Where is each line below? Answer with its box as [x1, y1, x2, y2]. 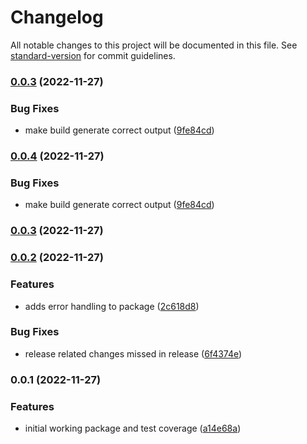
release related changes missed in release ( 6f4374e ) [24, 347, 243, 360]
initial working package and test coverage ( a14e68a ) [24, 422, 242, 435]
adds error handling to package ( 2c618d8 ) [24, 300, 200, 312]
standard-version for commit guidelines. [10, 49, 176, 61]
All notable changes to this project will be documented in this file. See [10, 39, 298, 51]
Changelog [10, 6, 104, 29]
